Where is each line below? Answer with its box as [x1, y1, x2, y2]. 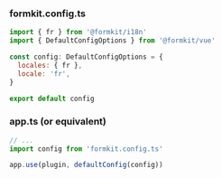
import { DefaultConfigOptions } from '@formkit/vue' [9, 36, 217, 45]
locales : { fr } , [17, 61, 83, 70]
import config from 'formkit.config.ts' [9, 144, 164, 154]
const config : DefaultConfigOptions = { [9, 52, 164, 61]
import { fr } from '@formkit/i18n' [9, 28, 147, 37]
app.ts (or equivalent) [9, 116, 106, 128]
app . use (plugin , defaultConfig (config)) [9, 161, 164, 170]
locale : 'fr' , [17, 69, 70, 79]
